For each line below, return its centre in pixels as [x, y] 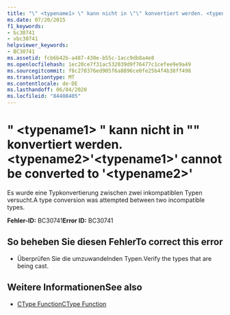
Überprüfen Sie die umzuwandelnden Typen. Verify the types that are [114, 258]
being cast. [33, 266]
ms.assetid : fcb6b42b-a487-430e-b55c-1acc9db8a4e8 [81, 58]
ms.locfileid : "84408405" [44, 97]
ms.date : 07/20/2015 [37, 20]
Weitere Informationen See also [75, 287]
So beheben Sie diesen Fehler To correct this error [115, 242]
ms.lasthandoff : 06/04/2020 [47, 90]
